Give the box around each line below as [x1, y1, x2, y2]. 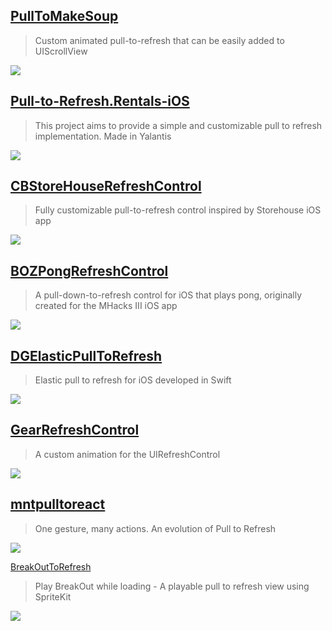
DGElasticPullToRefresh [10, 347, 163, 364]
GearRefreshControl [10, 422, 140, 439]
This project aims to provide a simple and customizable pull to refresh [34, 119, 323, 131]
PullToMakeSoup [10, 8, 119, 25]
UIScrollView [34, 45, 88, 57]
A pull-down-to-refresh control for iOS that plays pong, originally [34, 289, 303, 301]
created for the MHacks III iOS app [34, 300, 178, 312]
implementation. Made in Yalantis [34, 130, 172, 142]
